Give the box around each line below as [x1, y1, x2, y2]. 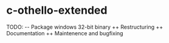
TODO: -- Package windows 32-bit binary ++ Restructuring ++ [6, 23, 163, 30]
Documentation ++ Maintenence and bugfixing [6, 29, 123, 36]
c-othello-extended [6, 4, 108, 17]
